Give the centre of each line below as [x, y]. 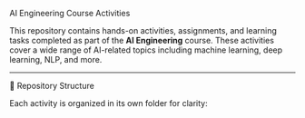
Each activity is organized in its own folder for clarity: [108, 103]
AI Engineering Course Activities [70, 13]
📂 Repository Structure [52, 86]
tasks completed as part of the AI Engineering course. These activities [142, 40]
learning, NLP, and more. [56, 59]
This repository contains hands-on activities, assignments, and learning [143, 30]
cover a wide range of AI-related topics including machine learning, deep [146, 50]
